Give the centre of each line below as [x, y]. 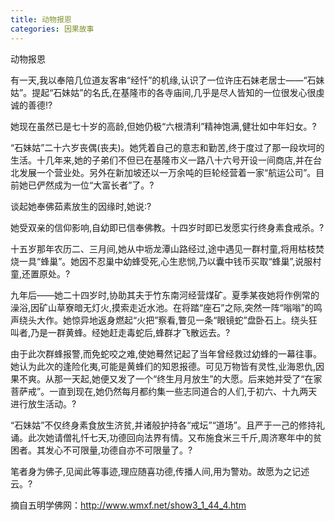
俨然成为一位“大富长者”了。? [95, 185]
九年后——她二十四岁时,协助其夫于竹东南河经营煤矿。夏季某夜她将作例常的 [165, 295]
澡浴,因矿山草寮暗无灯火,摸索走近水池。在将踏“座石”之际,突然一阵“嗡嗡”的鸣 [166, 307]
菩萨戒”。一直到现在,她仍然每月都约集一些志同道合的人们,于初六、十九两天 [164, 391]
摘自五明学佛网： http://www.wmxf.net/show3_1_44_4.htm [128, 505]
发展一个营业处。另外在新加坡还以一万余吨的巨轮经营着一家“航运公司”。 [167, 172]
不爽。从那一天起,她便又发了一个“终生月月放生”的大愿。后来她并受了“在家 [170, 378]
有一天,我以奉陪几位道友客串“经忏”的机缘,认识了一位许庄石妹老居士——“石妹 [167, 80]
